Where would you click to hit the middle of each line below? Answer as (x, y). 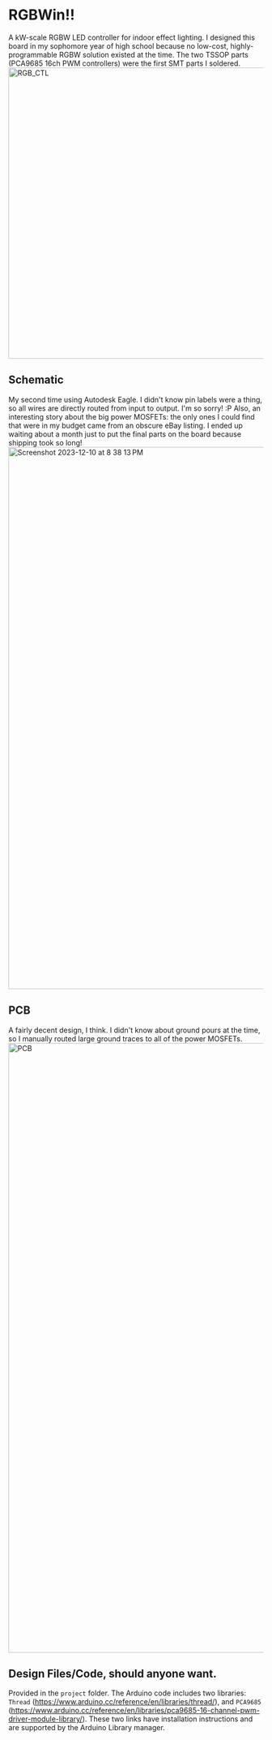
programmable (33, 54)
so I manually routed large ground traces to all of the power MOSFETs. (125, 1038)
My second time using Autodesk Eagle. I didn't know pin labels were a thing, (136, 399)
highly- (242, 45)
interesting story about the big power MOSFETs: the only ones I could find (132, 416)
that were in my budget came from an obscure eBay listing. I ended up (125, 425)
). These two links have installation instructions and (168, 1719)
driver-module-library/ (45, 1719)
